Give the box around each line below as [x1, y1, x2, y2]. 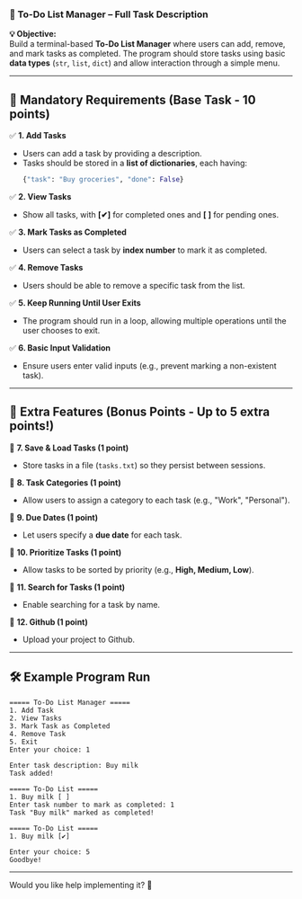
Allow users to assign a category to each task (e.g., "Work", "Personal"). [22, 494, 290, 505]
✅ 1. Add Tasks [9, 130, 67, 141]
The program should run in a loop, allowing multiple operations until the [22, 315, 287, 326]
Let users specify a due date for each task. [22, 530, 182, 540]
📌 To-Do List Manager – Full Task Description [9, 8, 209, 21]
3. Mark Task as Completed [9, 721, 111, 731]
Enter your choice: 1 [9, 745, 91, 754]
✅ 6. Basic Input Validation [9, 342, 111, 353]
